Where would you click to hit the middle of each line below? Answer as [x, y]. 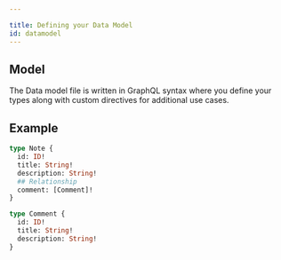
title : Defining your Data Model [71, 25]
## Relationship [47, 181]
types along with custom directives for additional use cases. [119, 100]
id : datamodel [36, 33]
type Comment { [37, 214]
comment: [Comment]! [55, 190]
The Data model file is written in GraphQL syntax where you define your [140, 91]
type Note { [31, 149]
